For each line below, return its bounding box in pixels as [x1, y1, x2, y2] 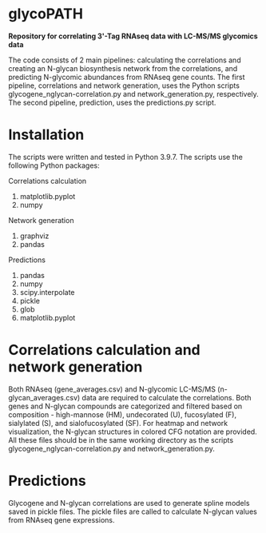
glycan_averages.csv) [8, 392, 81, 402]
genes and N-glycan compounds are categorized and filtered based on [8, 401, 243, 411]
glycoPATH [8, 5, 84, 23]
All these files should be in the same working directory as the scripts [8, 435, 234, 444]
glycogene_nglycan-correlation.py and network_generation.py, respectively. [8, 89, 260, 98]
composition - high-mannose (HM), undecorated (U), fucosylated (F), [8, 409, 237, 420]
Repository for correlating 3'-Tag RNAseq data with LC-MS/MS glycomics [8, 31, 258, 41]
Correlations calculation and [8, 341, 201, 360]
